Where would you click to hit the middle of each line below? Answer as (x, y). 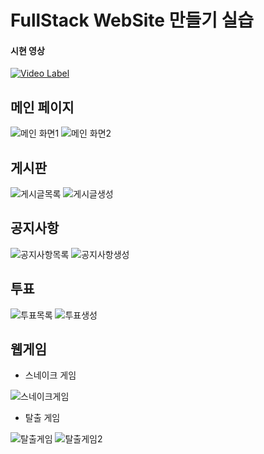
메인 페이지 (42, 107)
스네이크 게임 (50, 375)
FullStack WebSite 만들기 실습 (132, 20)
